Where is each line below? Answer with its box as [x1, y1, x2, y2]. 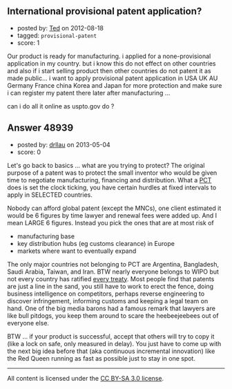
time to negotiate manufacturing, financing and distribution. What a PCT [7, 175, 212, 184]
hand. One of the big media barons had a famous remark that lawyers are [7, 304, 216, 312]
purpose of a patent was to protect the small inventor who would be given [7, 169, 217, 177]
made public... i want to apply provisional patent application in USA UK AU [7, 74, 218, 82]
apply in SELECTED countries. [7, 190, 93, 199]
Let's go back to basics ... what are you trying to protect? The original [7, 161, 205, 169]
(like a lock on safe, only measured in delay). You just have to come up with [7, 339, 222, 348]
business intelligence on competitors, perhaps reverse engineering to [7, 290, 205, 298]
